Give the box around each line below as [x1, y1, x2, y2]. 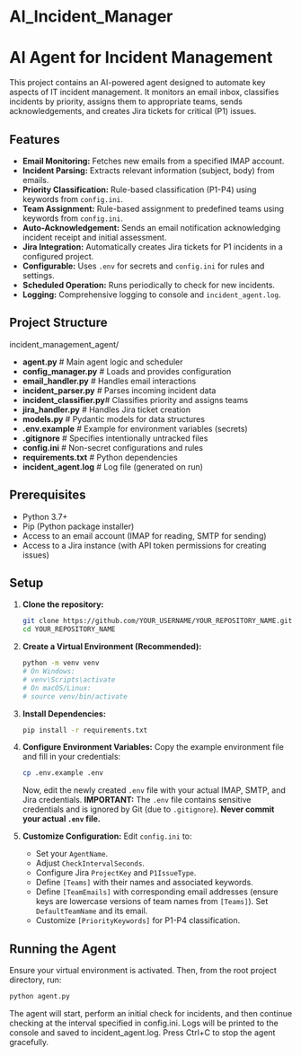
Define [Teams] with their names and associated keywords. [35, 877, 253, 888]
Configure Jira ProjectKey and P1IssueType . [35, 867, 197, 878]
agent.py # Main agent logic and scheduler [22, 356, 183, 367]
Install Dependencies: [22, 708, 106, 719]
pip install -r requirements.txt [22, 726, 148, 735]
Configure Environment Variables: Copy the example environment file [22, 742, 285, 752]
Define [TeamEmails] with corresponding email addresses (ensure [35, 886, 279, 897]
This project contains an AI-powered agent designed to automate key [9, 77, 266, 88]
